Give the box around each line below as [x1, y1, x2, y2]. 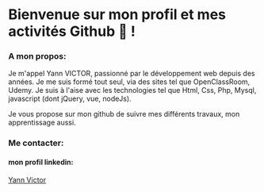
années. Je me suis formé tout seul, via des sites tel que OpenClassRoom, [8, 77, 251, 86]
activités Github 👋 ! [8, 22, 136, 40]
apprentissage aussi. [8, 117, 77, 128]
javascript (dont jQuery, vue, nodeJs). [8, 94, 132, 104]
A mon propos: [8, 51, 67, 62]
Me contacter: [8, 137, 64, 148]
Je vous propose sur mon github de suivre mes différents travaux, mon [8, 109, 240, 119]
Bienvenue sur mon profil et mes [8, 6, 227, 24]
